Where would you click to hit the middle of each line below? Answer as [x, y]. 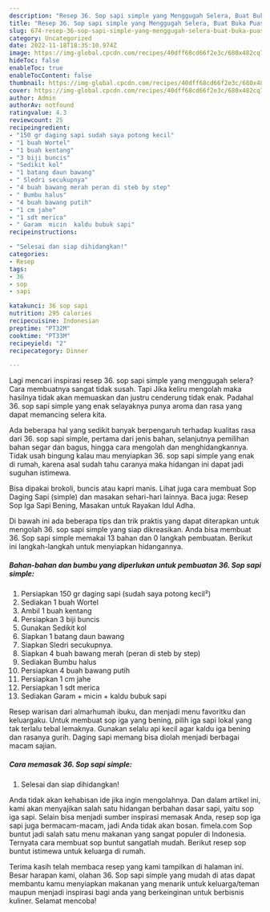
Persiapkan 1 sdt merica [60, 688]
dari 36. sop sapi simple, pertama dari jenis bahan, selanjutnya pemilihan [129, 439]
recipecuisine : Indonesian [54, 321]
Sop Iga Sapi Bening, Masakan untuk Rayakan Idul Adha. [102, 506]
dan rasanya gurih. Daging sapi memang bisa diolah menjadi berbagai [124, 737]
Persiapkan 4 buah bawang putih [75, 670]
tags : [18, 269]
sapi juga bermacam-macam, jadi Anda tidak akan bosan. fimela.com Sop [131, 826]
